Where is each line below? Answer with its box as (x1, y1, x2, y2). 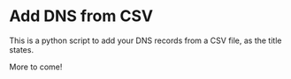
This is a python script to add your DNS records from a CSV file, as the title (9, 35, 282, 46)
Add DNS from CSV (9, 6, 153, 26)
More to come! (9, 61, 63, 72)
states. (9, 44, 34, 54)
